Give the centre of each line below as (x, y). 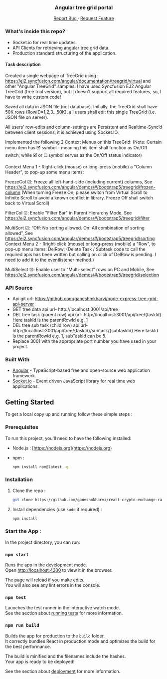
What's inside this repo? (35, 32)
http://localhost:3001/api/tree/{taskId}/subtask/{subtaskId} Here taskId (85, 331)
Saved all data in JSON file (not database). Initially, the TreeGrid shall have (82, 106)
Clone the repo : (29, 491)
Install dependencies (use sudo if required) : (57, 509)
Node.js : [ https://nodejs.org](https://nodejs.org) (62, 448)
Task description (23, 65)
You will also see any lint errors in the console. (53, 585)
